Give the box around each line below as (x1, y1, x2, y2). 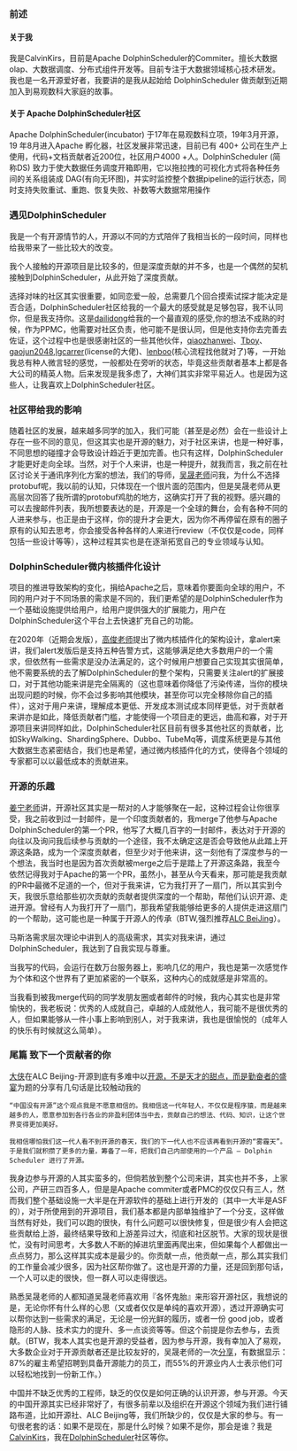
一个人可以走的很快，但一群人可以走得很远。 (9, 1272, 172, 1283)
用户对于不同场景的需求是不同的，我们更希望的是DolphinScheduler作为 (24, 594, 284, 604)
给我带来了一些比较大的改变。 (9, 242, 118, 252)
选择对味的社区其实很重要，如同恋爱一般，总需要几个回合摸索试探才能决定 (9, 291, 280, 301)
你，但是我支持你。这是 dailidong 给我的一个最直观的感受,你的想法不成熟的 (9, 313, 278, 323)
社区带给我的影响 (9, 403, 82, 415)
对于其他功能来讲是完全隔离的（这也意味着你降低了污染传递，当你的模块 (24, 679, 288, 689)
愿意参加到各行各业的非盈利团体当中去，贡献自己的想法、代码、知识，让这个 (42, 1110, 279, 1120)
